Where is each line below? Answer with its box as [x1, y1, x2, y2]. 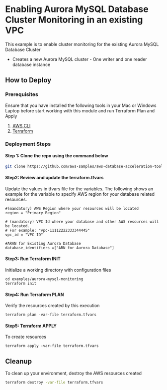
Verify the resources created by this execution [5, 303, 100, 309]
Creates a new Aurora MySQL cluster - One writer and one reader [12, 56, 148, 62]
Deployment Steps [5, 140, 51, 147]
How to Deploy [5, 76, 52, 84]
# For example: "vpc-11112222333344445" [5, 228, 90, 233]
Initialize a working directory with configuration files [5, 267, 111, 273]
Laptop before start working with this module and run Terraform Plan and [5, 107, 155, 113]
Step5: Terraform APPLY [5, 323, 57, 329]
